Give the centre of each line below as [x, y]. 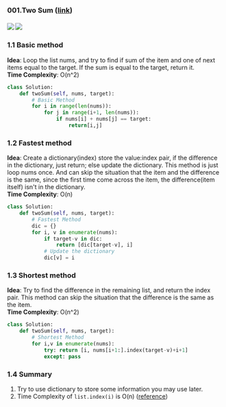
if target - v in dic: [73, 238]
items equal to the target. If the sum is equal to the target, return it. [101, 67]
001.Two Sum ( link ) [40, 10]
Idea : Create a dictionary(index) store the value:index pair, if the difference [112, 158]
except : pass [62, 356]
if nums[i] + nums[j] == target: [104, 119]
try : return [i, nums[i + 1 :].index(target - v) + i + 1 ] [116, 350]
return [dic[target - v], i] [95, 245]
